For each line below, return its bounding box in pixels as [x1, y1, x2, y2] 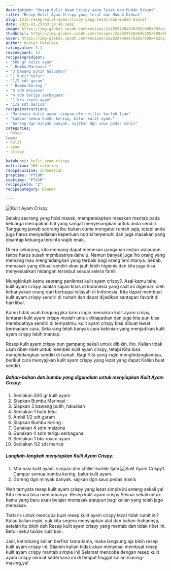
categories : [6, 126, 31, 131]
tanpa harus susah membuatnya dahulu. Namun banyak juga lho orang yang [6, 252, 165, 258]
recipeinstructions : [6, 107, 50, 112]
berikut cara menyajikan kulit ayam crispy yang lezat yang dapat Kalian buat [6, 357, 165, 363]
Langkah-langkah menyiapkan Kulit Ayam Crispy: [6, 453, 114, 459]
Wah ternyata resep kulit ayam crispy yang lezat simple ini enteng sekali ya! [6, 486, 164, 492]
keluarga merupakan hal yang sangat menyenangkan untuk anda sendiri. [6, 221, 158, 226]
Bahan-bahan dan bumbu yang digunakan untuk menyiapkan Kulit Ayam [6, 374, 164, 380]
